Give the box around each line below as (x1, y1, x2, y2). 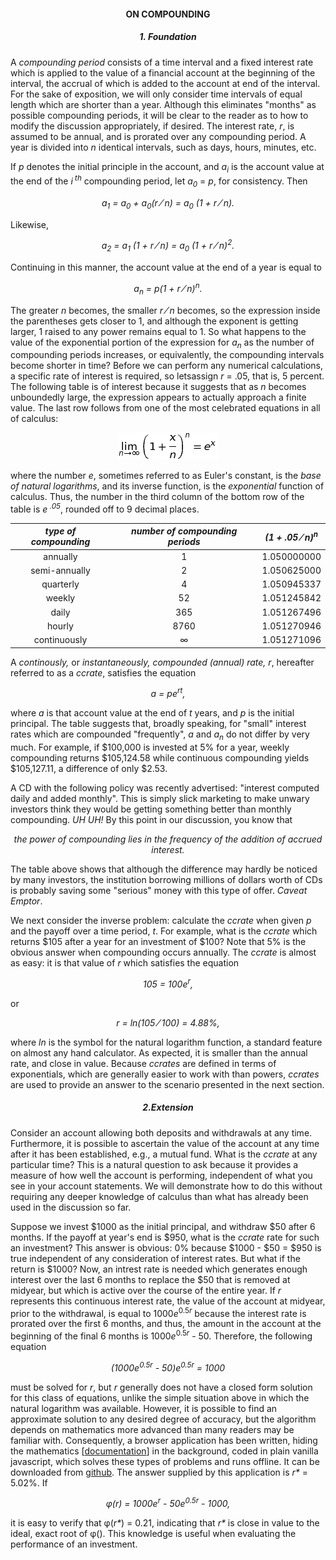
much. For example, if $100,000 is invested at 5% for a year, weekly (10, 741, 290, 754)
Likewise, (10, 218, 50, 230)
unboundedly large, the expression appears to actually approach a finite (10, 391, 307, 404)
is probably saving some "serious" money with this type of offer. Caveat (10, 885, 308, 897)
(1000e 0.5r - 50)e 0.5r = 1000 (110, 1360, 226, 1374)
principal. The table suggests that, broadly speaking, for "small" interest (10, 718, 307, 730)
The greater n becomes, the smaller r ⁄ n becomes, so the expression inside (10, 304, 321, 316)
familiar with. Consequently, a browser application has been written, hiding (10, 1434, 318, 1446)
